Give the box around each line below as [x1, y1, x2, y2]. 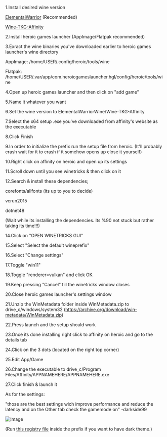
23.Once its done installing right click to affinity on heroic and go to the [5, 331, 153, 337]
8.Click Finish [5, 134, 33, 140]
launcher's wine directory [5, 49, 59, 55]
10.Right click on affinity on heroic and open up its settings [5, 159, 128, 164]
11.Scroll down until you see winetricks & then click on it [5, 168, 121, 174]
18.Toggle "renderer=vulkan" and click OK [5, 272, 93, 278]
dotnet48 [5, 207, 25, 213]
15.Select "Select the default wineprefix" [5, 242, 90, 248]
